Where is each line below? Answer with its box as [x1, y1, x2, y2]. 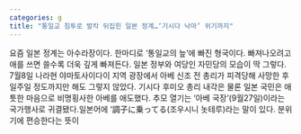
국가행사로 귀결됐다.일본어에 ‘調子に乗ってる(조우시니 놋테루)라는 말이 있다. [9, 103, 276, 114]
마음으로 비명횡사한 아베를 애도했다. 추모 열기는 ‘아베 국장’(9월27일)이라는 [25, 92, 286, 103]
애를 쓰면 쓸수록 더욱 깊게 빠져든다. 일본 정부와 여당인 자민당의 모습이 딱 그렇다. [9, 58, 288, 69]
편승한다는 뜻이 [25, 114, 79, 126]
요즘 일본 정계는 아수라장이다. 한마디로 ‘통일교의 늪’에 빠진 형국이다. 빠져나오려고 [9, 47, 292, 58]
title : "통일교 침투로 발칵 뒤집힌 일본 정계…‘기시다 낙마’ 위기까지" [9, 22, 234, 31]
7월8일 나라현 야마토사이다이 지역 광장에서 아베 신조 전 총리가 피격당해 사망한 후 [9, 69, 289, 81]
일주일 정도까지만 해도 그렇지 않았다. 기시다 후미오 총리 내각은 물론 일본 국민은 [9, 81, 283, 92]
